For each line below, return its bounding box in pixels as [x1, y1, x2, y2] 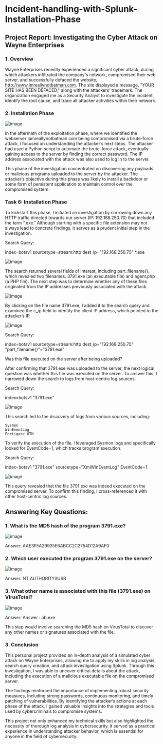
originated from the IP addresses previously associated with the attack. [5, 284, 148, 290]
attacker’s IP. [5, 313, 31, 319]
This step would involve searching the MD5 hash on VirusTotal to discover [5, 623, 153, 630]
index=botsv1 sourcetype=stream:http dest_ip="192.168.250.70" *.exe [5, 249, 145, 255]
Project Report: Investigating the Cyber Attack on [5, 33, 158, 41]
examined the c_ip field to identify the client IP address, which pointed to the [5, 308, 159, 314]
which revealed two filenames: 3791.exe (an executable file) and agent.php [5, 273, 155, 279]
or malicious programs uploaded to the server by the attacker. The [5, 171, 138, 177]
